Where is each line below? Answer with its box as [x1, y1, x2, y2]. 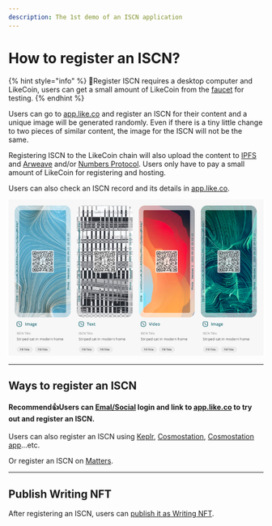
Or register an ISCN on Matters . [8, 456, 113, 466]
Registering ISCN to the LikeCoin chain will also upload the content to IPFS [8, 150, 257, 160]
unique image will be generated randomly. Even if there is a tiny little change [8, 118, 263, 127]
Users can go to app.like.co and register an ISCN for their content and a [8, 109, 248, 118]
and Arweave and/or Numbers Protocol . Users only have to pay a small [8, 159, 245, 169]
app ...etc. [8, 440, 40, 450]
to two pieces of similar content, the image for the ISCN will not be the [8, 126, 243, 135]
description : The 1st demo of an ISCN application [8, 13, 183, 21]
